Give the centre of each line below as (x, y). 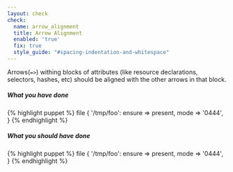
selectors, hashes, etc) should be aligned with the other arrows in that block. (117, 79)
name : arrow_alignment (46, 26)
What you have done (38, 95)
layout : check (28, 14)
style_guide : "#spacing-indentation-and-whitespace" (91, 53)
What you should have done (49, 136)
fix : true (27, 46)
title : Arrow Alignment (48, 33)
